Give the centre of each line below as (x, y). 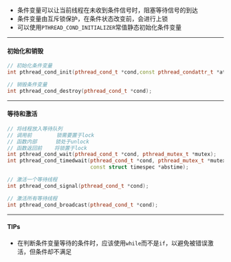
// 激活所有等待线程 (32, 198)
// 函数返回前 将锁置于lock (47, 148)
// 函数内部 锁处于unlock (48, 142)
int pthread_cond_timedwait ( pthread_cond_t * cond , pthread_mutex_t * (109, 161)
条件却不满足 (54, 251)
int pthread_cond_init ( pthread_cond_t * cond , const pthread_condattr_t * (113, 72)
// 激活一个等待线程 (32, 180)
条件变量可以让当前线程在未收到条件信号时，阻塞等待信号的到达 (107, 10)
